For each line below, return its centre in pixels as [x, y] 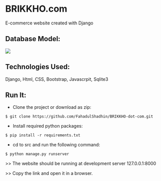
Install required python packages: [47, 126]
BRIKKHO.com [36, 9]
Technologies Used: [38, 67]
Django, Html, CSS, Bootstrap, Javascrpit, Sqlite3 [57, 79]
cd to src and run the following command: [56, 145]
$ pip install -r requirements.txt [43, 135]
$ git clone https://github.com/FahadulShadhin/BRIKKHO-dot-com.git [79, 117]
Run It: [16, 95]
